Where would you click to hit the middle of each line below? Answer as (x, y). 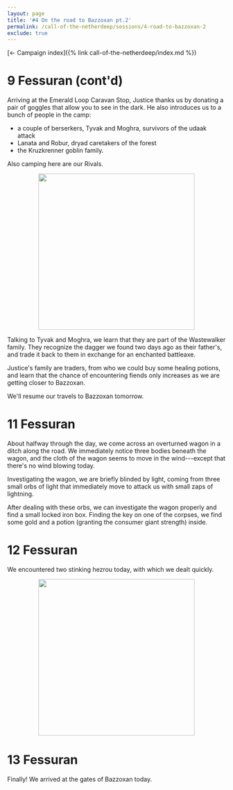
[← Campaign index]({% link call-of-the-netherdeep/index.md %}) (102, 53)
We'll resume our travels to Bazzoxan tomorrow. (76, 396)
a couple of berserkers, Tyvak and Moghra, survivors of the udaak (112, 129)
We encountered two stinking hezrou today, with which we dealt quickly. (111, 570)
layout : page (26, 14)
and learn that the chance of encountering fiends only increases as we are (113, 375)
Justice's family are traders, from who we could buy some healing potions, (114, 368)
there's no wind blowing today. (51, 466)
